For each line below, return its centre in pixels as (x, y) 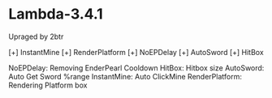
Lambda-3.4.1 (56, 14)
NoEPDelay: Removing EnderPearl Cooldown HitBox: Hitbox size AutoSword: (136, 68)
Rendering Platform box (48, 85)
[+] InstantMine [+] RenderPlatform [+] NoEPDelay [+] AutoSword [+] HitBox (136, 52)
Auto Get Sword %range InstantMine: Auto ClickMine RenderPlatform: (125, 76)
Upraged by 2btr (36, 36)
